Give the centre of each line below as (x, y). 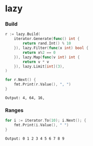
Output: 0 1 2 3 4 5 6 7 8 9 (35, 139)
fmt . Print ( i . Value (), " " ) (41, 125)
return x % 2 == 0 (39, 52)
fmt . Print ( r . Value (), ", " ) (42, 84)
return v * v (36, 62)
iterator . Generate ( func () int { (47, 39)
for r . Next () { (21, 80)
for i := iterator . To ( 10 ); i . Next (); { (46, 121)
